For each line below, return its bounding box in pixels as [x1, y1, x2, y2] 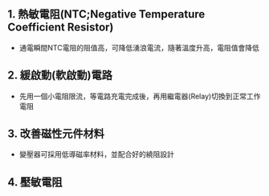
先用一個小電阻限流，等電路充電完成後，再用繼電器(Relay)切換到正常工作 [18, 91, 261, 101]
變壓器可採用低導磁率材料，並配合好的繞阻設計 [18, 150, 174, 159]
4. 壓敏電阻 [7, 175, 63, 189]
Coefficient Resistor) [7, 21, 114, 34]
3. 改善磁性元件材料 [7, 127, 105, 141]
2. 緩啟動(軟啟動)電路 [7, 69, 113, 82]
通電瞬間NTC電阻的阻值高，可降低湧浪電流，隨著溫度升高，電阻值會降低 [18, 42, 260, 52]
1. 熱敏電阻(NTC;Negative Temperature [7, 7, 206, 22]
